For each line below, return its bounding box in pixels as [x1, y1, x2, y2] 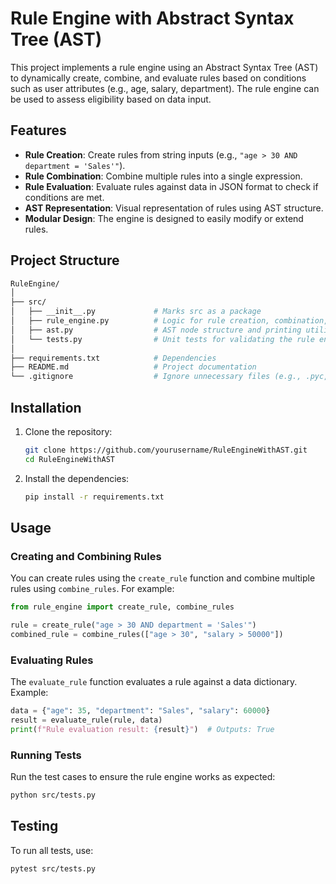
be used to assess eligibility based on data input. [10, 93, 212, 105]
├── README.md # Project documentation [10, 362, 257, 372]
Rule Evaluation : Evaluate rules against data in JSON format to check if [24, 180, 319, 192]
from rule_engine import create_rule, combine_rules [10, 602, 235, 612]
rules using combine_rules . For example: [10, 583, 175, 595]
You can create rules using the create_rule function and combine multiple [10, 572, 316, 584]
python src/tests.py [10, 790, 97, 801]
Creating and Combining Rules [10, 549, 162, 563]
